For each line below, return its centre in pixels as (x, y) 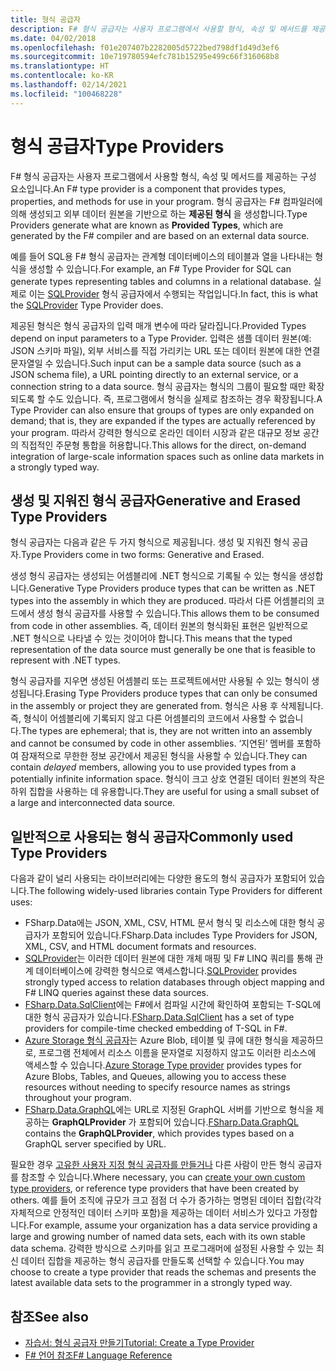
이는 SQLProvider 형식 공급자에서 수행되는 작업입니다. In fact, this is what (173, 293)
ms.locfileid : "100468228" (66, 94)
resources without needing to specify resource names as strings (157, 1087)
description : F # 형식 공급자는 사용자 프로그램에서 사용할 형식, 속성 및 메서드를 (159, 29)
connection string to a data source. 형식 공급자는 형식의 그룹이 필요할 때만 (158, 386)
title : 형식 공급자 (45, 19)
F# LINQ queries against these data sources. (116, 993)
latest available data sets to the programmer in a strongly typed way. (151, 1283)
